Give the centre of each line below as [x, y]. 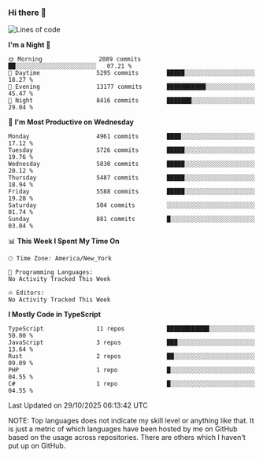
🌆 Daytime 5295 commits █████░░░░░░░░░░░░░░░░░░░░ [132, 73]
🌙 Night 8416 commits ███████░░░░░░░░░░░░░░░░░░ [132, 101]
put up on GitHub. [37, 446]
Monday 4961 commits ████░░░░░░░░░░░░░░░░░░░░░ [132, 137]
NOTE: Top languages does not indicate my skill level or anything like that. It [131, 421]
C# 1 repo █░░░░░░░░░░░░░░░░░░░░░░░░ [132, 384]
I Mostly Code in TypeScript [54, 315]
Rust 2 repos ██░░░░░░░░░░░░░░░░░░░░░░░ [132, 356]
